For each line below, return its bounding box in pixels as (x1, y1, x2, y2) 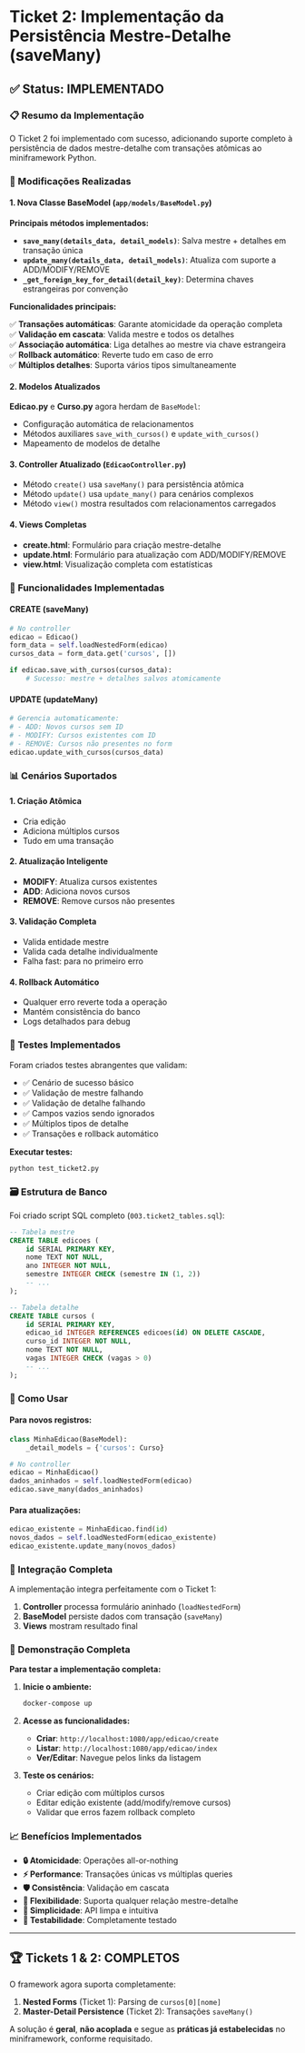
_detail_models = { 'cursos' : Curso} (25, 1443, 165, 1453)
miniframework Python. (9, 152, 97, 163)
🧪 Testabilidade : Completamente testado (22, 1914, 177, 1925)
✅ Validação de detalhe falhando (22, 1097, 146, 1108)
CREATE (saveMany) (9, 604, 89, 615)
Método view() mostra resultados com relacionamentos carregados (22, 498, 277, 510)
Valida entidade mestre (22, 937, 109, 947)
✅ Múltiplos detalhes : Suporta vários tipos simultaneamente (9, 360, 237, 370)
